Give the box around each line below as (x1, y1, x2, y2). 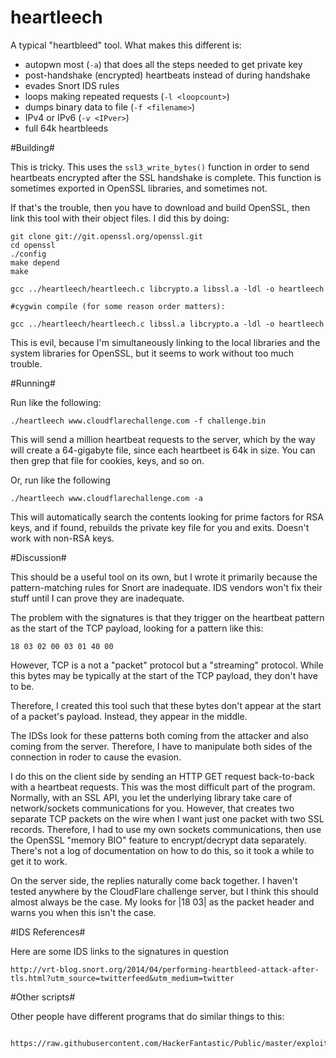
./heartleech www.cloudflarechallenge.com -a (10, 493, 203, 503)
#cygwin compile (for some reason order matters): (10, 301, 226, 311)
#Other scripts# (10, 991, 76, 1003)
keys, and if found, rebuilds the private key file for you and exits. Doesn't (10, 521, 310, 533)
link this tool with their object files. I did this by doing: (10, 212, 230, 224)
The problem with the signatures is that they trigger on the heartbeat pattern (10, 611, 325, 623)
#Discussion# (10, 551, 67, 563)
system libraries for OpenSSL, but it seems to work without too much (10, 347, 295, 359)
